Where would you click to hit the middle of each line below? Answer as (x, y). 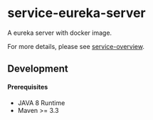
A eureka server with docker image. (60, 33)
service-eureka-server (76, 13)
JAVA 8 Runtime (41, 103)
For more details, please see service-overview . (76, 46)
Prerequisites (28, 87)
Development (38, 69)
